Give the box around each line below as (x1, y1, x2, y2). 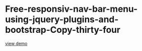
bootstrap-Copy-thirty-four (5, 25, 121, 35)
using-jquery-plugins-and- (5, 14, 119, 25)
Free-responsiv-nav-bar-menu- (5, 3, 138, 15)
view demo (5, 40, 28, 46)
